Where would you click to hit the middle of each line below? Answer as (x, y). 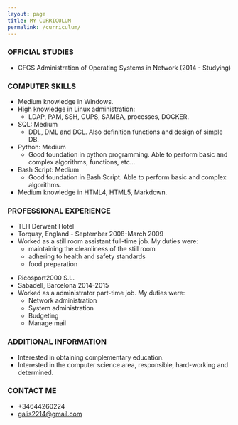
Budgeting (43, 316)
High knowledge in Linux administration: (76, 109)
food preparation (53, 264)
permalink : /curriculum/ (44, 27)
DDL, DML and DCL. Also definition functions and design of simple (125, 132)
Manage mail (47, 323)
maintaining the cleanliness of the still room (92, 249)
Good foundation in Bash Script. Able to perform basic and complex (127, 177)
